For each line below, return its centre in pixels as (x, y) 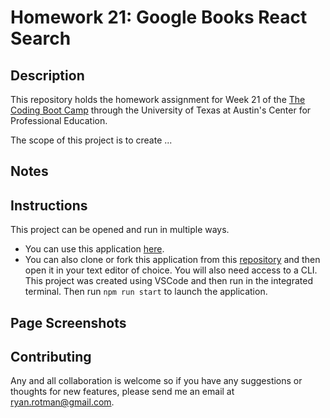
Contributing (51, 356)
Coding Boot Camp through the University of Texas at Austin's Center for (161, 110)
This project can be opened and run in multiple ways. (120, 230)
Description (47, 75)
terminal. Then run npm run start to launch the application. (146, 292)
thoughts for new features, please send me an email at (122, 392)
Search (41, 38)
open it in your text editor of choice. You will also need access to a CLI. (171, 270)
